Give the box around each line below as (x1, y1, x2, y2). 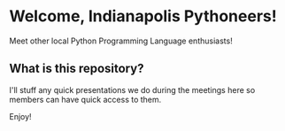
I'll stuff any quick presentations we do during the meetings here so (9, 84, 256, 95)
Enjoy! (9, 111, 33, 121)
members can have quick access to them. (9, 94, 162, 104)
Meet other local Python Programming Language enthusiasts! (9, 35, 233, 46)
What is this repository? (9, 61, 144, 76)
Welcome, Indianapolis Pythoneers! (9, 6, 277, 27)
